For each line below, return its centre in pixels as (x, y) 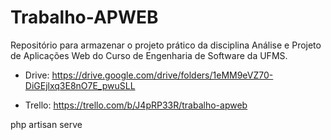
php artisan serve (46, 124)
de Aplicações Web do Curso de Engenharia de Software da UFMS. (149, 55)
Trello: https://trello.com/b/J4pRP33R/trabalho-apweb (136, 105)
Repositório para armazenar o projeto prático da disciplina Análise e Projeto (166, 45)
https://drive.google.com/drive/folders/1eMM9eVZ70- (162, 75)
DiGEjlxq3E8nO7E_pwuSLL (80, 85)
